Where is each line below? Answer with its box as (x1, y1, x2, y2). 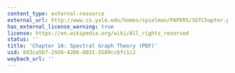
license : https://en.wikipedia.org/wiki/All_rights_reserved (7, 29, 190, 37)
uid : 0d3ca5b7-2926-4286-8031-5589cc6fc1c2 (7, 49, 136, 56)
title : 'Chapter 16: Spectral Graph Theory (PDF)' (7, 42, 158, 49)
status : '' (7, 36, 39, 43)
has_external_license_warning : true (7, 23, 114, 30)
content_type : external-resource (7, 10, 105, 17)
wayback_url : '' (7, 56, 55, 63)
